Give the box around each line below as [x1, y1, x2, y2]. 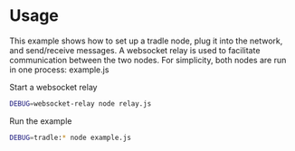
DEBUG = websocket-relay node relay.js [9, 99, 152, 109]
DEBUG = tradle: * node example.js [9, 133, 131, 142]
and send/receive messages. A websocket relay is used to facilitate [9, 44, 261, 55]
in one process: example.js [9, 64, 109, 75]
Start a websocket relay [9, 81, 98, 92]
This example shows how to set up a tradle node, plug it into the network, [9, 35, 283, 46]
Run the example [9, 115, 72, 127]
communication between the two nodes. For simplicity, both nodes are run [9, 54, 287, 65]
